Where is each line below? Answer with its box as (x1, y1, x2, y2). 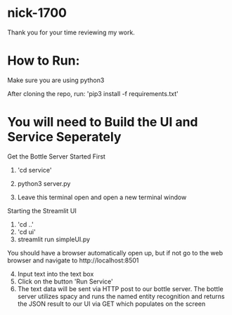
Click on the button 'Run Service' (17, 277, 114, 286)
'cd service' (17, 166, 52, 174)
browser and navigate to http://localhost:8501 (7, 256, 139, 264)
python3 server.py (17, 179, 71, 187)
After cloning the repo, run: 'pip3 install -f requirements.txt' (7, 89, 179, 98)
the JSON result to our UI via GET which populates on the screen (17, 300, 206, 308)
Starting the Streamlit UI (7, 206, 77, 215)
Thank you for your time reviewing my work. (7, 28, 135, 36)
